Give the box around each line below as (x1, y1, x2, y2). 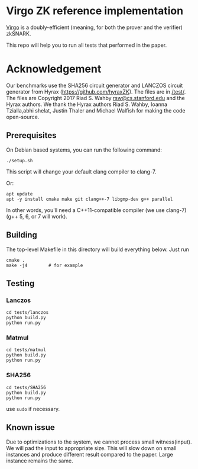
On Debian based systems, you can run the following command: (6, 146, 163, 153)
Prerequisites (6, 130, 57, 140)
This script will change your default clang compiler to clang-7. (6, 168, 157, 175)
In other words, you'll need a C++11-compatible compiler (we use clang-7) (6, 206, 187, 214)
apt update (6, 191, 33, 197)
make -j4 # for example (6, 262, 83, 268)
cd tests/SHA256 (6, 384, 46, 390)
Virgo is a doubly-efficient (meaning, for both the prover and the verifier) (6, 24, 183, 31)
